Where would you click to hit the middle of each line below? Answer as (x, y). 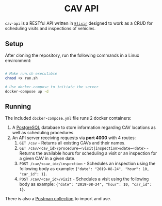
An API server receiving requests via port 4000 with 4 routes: (74, 138)
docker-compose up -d (27, 91)
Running (18, 106)
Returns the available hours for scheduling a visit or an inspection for (88, 153)
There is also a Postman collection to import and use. (58, 199)
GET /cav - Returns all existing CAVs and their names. (72, 143)
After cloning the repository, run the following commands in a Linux (72, 55)
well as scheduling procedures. (43, 133)
